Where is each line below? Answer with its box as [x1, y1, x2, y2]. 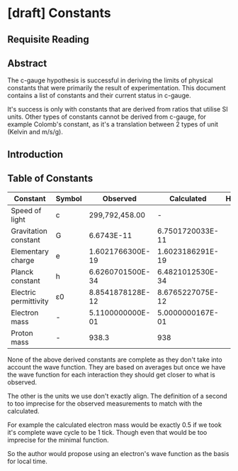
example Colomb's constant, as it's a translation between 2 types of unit [7, 120, 218, 129]
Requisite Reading [7, 33, 90, 45]
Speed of [11, 205, 42, 215]
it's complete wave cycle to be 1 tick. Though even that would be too [7, 428, 208, 436]
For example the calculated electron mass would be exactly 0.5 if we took [7, 421, 222, 429]
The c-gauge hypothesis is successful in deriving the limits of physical [7, 76, 213, 85]
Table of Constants [7, 173, 93, 185]
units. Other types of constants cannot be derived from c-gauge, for [7, 112, 207, 121]
